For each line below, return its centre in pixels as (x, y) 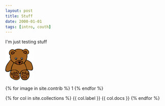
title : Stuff (19, 16)
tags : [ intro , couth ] (28, 27)
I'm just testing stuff (26, 42)
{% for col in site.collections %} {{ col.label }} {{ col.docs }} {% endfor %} (83, 98)
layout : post (19, 11)
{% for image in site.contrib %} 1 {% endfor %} (54, 88)
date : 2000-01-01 (24, 21)
